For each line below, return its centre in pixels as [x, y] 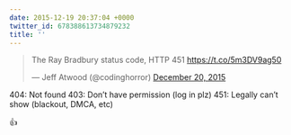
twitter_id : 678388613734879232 [70, 26]
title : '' [28, 34]
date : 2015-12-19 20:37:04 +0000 [72, 18]
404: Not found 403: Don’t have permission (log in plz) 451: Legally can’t [144, 94]
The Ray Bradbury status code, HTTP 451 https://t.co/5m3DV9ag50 [156, 60]
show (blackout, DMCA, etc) [62, 104]
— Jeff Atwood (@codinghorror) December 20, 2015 [128, 77]
